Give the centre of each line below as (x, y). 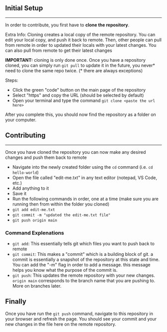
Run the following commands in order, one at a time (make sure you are (85, 199)
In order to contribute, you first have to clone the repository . (67, 25)
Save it (19, 193)
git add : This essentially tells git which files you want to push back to (83, 243)
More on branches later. (37, 286)
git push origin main (35, 220)
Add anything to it (31, 188)
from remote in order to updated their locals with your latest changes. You (81, 45)
